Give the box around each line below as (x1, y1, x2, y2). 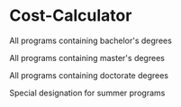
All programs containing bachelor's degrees (9, 35, 173, 46)
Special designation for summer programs (9, 87, 166, 98)
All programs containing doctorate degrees (9, 69, 169, 81)
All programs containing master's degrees (9, 52, 165, 63)
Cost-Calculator (9, 5, 132, 26)
